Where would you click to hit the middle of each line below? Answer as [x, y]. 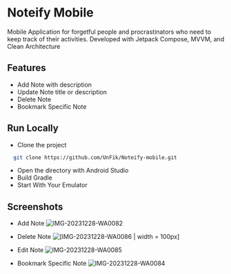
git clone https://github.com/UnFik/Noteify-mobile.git [95, 157]
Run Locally [33, 128]
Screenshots [35, 207]
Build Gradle [35, 178]
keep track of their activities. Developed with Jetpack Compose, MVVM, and [116, 39]
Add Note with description [54, 85]
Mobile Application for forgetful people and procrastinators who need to [109, 32]
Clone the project [42, 145]
